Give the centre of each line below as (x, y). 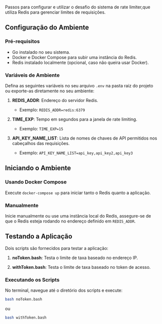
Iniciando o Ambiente (38, 168)
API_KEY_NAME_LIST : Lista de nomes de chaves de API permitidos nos (84, 138)
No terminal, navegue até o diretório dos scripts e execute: (64, 290)
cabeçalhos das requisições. (41, 143)
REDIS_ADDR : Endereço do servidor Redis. (55, 100)
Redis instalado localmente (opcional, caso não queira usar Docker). (81, 62)
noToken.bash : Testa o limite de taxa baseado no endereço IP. (75, 258)
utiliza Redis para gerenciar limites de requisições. (55, 12)
